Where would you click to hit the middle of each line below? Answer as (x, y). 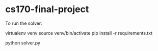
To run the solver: (24, 23)
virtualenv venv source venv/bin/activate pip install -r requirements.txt (79, 33)
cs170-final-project (47, 9)
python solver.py (23, 43)
